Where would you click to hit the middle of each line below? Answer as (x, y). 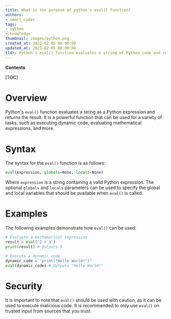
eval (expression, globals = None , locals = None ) (54, 173)
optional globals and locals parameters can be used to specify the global (83, 188)
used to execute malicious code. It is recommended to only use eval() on (82, 306)
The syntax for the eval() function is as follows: (55, 163)
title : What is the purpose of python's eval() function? (68, 10)
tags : (11, 24)
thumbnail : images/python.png (37, 39)
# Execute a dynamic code (33, 256)
